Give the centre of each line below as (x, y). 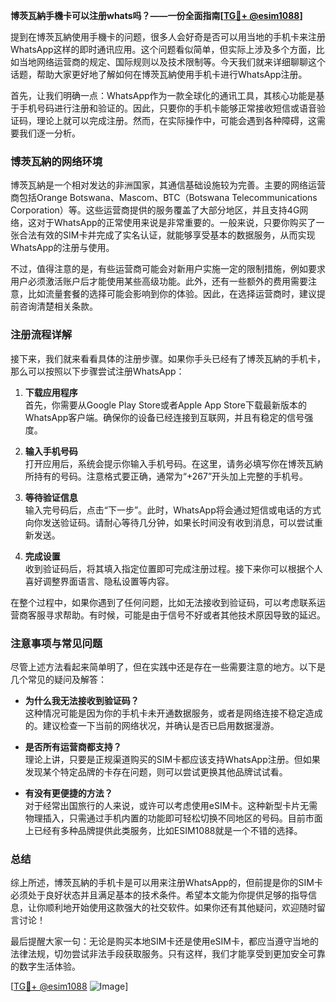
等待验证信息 (51, 497)
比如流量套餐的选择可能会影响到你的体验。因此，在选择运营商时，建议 (172, 294)
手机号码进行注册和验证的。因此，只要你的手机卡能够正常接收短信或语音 (167, 108)
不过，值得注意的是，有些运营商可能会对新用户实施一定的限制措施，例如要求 (168, 269)
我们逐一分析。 (49, 133)
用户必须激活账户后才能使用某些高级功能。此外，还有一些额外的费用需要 (159, 281)
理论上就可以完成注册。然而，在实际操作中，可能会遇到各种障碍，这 (176, 120)
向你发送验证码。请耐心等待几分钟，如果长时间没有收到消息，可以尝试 (169, 522)
